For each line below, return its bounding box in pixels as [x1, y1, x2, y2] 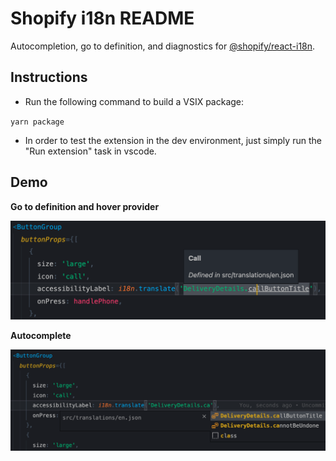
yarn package [10, 117, 65, 127]
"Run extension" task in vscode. [24, 145, 157, 157]
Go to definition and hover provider [10, 200, 160, 212]
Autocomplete [10, 329, 72, 341]
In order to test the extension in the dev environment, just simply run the [24, 134, 322, 146]
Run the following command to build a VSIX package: [24, 95, 245, 107]
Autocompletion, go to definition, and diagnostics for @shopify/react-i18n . [10, 40, 316, 52]
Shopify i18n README [10, 7, 195, 30]
